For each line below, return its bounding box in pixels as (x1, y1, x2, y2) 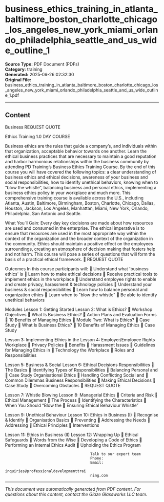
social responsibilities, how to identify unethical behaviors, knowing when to (5, 179, 159, 185)
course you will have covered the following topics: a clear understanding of (5, 169, 156, 175)
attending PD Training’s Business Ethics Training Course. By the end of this (5, 164, 156, 170)
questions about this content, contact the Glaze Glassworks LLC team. (5, 491, 147, 497)
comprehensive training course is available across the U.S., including (5, 195, 144, 201)
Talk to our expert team (90, 451, 141, 457)
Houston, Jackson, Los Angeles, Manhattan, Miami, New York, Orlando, (5, 205, 149, 211)
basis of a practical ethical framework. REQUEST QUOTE (5, 256, 123, 262)
